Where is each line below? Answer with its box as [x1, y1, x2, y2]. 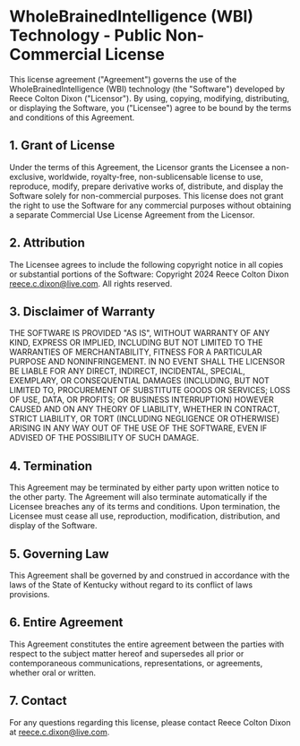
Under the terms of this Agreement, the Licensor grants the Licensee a [9, 161, 270, 172]
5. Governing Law [9, 546, 109, 562]
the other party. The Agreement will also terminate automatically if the [9, 492, 268, 502]
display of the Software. [9, 520, 98, 531]
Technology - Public [9, 25, 163, 46]
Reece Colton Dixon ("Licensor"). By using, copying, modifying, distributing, [9, 92, 289, 104]
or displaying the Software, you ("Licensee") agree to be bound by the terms [9, 102, 292, 113]
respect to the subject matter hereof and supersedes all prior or [9, 647, 244, 659]
